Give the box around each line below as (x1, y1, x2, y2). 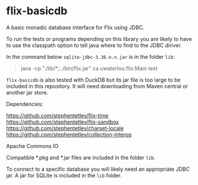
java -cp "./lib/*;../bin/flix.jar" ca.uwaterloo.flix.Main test (20, 64, 158, 72)
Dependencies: (6, 100, 43, 108)
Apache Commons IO (6, 142, 59, 149)
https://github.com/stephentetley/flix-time (6, 112, 109, 119)
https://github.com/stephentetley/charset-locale (6, 124, 124, 131)
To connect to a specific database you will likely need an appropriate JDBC (6, 165, 190, 173)
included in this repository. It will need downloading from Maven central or (6, 82, 188, 90)
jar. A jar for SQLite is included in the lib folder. (6, 171, 122, 179)
